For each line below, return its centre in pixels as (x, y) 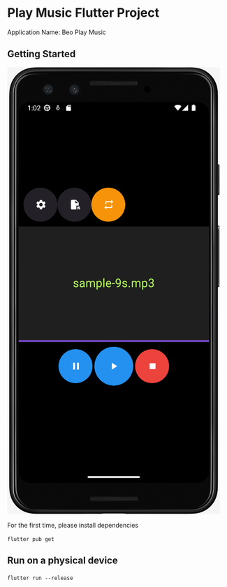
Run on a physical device (63, 561)
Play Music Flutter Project (83, 13)
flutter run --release (40, 578)
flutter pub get (31, 539)
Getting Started (42, 54)
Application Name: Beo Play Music (57, 32)
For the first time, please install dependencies (73, 525)
